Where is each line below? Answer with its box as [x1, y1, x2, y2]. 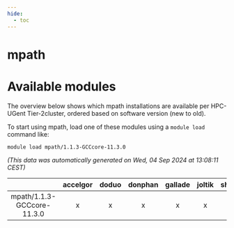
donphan [127, 179, 159, 189]
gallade [164, 179, 190, 189]
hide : [7, 10, 23, 17]
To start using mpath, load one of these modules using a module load [7, 123, 205, 131]
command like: [7, 130, 49, 138]
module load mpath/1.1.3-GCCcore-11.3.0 [7, 144, 127, 151]
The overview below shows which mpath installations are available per [7, 102, 210, 110]
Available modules [7, 78, 116, 94]
